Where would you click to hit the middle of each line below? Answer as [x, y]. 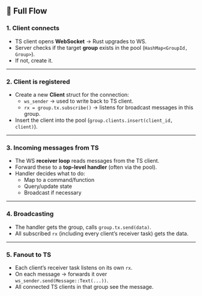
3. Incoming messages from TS [53, 148]
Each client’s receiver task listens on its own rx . [74, 267]
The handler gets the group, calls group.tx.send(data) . [83, 227]
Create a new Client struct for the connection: [72, 94]
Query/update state [48, 186]
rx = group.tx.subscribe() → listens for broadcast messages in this [109, 107]
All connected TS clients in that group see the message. [84, 286]
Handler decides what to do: [50, 174]
